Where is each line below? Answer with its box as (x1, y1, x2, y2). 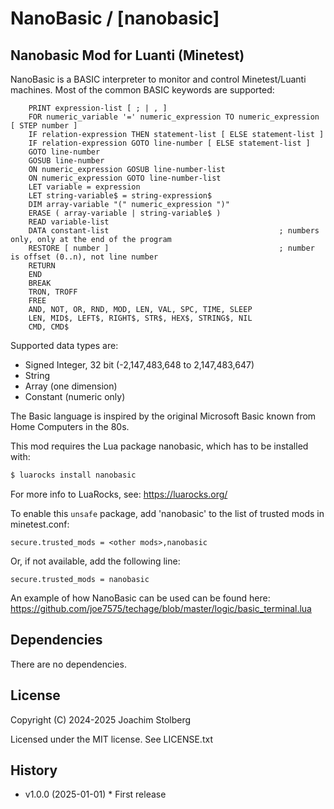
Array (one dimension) (24, 380, 118, 392)
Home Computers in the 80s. (10, 421, 130, 432)
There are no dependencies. (10, 658, 127, 670)
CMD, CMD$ (28, 322, 70, 332)
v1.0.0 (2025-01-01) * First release (24, 788, 167, 801)
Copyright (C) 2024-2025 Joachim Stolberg (10, 713, 192, 726)
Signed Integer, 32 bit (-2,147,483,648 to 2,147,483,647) (24, 359, 255, 371)
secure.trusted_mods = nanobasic (10, 574, 150, 584)
